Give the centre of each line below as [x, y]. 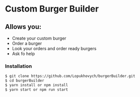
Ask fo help [23, 54]
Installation [19, 66]
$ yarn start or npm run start [37, 90]
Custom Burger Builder [52, 9]
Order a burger [27, 43]
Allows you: [23, 27]
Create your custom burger [39, 38]
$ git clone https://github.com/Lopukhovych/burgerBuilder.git [70, 76]
